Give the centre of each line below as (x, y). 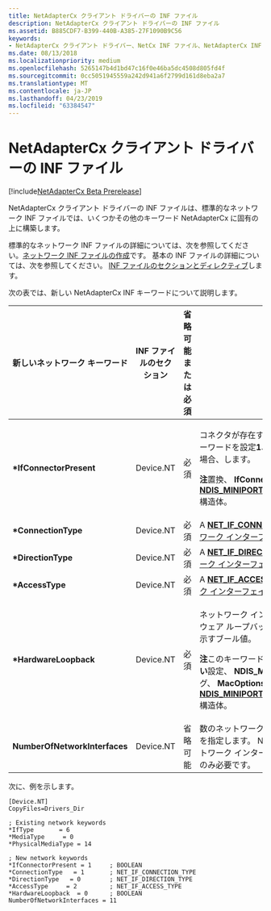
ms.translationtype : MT (48, 83)
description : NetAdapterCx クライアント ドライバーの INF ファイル (114, 23)
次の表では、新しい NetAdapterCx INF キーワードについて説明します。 (125, 293)
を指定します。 (227, 741)
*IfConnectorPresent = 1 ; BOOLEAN (75, 865)
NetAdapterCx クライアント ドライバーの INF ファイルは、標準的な (119, 208)
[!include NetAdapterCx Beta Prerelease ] (75, 191)
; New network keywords (48, 859)
